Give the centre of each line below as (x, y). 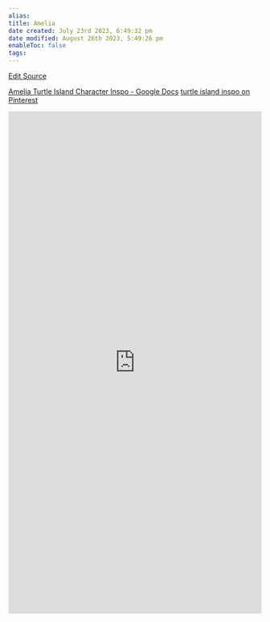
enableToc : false (37, 46)
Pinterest (23, 100)
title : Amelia (32, 23)
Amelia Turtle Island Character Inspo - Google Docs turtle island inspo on (129, 92)
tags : (17, 53)
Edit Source (27, 76)
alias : (19, 16)
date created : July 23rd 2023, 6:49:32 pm (80, 31)
